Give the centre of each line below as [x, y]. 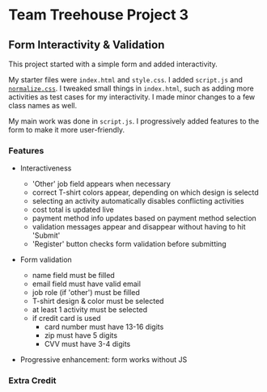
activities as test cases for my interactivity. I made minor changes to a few [132, 97]
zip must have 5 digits [81, 335]
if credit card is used [66, 318]
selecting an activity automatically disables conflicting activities [138, 201]
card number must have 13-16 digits [104, 327]
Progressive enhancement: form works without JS [104, 360]
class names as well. [43, 105]
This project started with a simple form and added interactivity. [113, 64]
